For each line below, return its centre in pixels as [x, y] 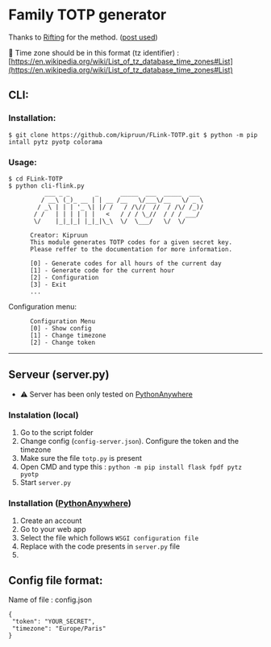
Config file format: [56, 581]
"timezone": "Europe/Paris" [59, 629]
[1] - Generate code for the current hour [102, 270]
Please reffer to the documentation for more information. [131, 249]
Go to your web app [53, 529]
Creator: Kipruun [59, 235]
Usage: [23, 162]
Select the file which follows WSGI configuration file [109, 538]
